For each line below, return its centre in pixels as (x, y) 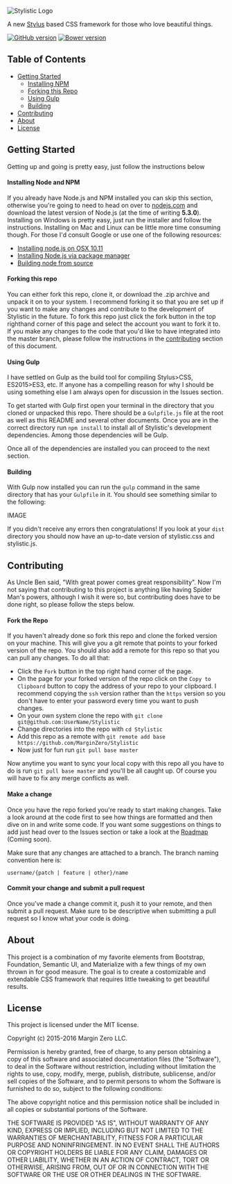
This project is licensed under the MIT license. (73, 1025)
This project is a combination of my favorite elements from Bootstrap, (106, 957)
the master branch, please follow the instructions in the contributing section (115, 339)
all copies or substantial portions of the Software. (77, 1110)
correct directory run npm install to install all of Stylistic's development (109, 428)
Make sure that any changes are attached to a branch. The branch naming (113, 853)
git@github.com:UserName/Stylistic (69, 723)
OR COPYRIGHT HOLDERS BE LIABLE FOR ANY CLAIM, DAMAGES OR (107, 1153)
